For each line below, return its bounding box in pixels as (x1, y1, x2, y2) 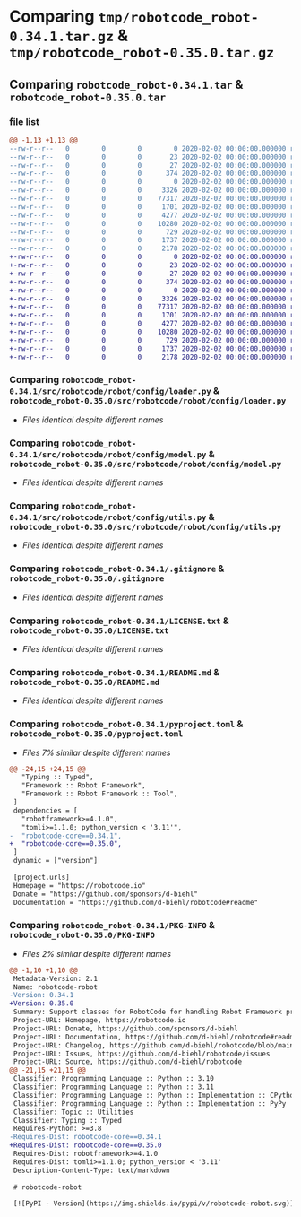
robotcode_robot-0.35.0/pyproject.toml (9, 729, 184, 739)
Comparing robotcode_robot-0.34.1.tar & (9, 76, 244, 91)
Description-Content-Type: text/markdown (13, 1166, 170, 1175)
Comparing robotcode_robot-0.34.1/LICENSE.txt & (9, 614, 230, 627)
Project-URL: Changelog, (13, 1040, 106, 1050)
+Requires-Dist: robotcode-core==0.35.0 (9, 1141, 163, 1150)
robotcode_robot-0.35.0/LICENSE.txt (9, 625, 169, 636)
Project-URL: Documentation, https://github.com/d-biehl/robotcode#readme (13, 1032, 298, 1041)
